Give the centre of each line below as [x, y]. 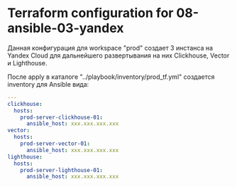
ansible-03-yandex [66, 28]
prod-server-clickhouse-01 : [61, 117]
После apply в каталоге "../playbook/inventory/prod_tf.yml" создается [111, 77]
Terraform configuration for [90, 13]
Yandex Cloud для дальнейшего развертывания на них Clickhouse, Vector [118, 55]
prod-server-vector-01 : [55, 144]
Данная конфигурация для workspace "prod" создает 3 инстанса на [110, 48]
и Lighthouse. [27, 63]
